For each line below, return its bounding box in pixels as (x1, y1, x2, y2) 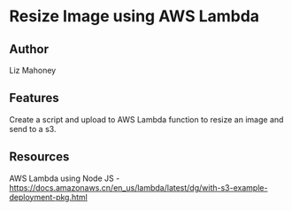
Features (9, 90, 59, 105)
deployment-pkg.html (9, 191, 88, 202)
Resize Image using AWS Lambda (9, 6, 259, 27)
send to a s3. (9, 123, 57, 134)
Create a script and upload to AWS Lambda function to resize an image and (9, 113, 284, 125)
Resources (9, 149, 70, 165)
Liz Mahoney (9, 65, 57, 75)
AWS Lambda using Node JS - (9, 173, 120, 184)
